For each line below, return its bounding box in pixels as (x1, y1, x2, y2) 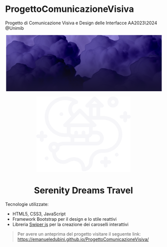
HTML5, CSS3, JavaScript (12, 211, 66, 217)
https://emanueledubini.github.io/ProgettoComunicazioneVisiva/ (17, 236, 149, 242)
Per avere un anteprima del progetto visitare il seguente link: (17, 231, 141, 237)
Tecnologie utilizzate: (5, 201, 49, 207)
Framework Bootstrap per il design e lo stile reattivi (12, 216, 117, 222)
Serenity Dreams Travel (34, 185, 133, 196)
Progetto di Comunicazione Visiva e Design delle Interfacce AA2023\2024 (5, 20, 158, 26)
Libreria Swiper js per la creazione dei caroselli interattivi (12, 221, 129, 227)
